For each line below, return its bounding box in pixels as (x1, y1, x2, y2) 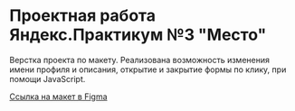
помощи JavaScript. (9, 73, 86, 84)
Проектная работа (9, 5, 157, 26)
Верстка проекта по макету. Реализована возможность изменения (9, 54, 270, 65)
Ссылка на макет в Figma (9, 91, 108, 102)
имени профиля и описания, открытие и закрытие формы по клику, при (9, 64, 287, 75)
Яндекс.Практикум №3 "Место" (9, 24, 267, 45)
